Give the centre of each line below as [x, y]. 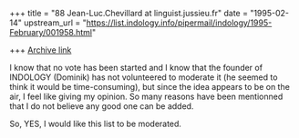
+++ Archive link [41, 50]
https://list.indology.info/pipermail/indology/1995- [179, 23]
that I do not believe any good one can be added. [102, 106]
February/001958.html [51, 32]
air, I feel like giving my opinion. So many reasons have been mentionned [146, 96]
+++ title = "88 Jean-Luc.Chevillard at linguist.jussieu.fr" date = [129, 13]
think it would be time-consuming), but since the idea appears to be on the [149, 87]
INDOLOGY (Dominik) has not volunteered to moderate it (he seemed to [144, 77]
